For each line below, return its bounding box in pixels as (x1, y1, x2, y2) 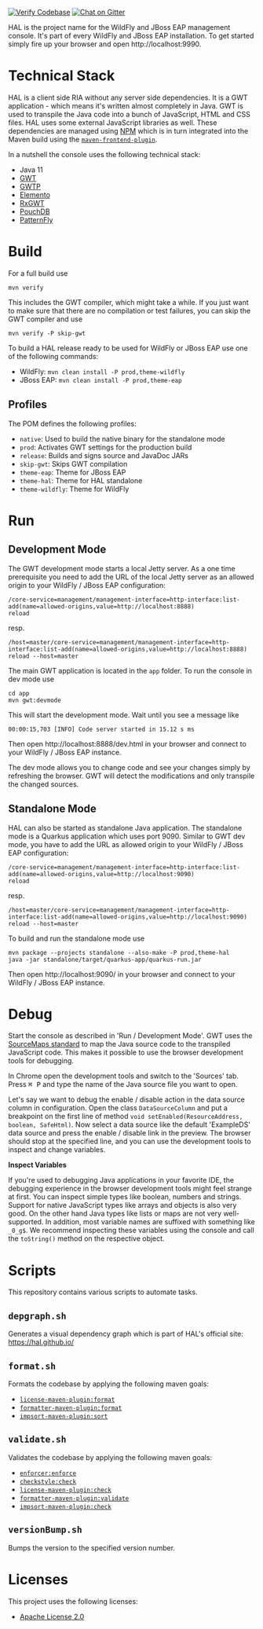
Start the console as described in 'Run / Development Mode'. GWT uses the (8, 1031, 253, 1040)
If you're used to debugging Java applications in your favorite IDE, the (8, 1176, 234, 1185)
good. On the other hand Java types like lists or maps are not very (8, 1209, 222, 1218)
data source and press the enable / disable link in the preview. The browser (8, 1128, 251, 1138)
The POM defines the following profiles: (8, 419, 137, 428)
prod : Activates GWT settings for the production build (19, 442, 192, 452)
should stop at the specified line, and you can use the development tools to (8, 1136, 251, 1147)
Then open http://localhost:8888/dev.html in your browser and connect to (8, 739, 247, 748)
